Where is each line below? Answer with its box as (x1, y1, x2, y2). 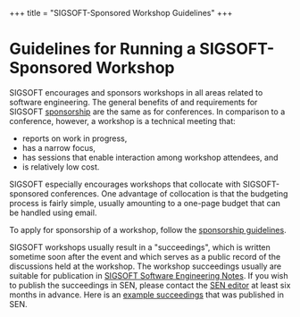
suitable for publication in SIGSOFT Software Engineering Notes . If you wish (9, 270, 288, 280)
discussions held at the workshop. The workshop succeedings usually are (9, 261, 282, 271)
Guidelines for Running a (9, 39, 196, 59)
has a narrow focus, (21, 142, 96, 153)
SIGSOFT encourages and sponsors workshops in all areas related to (9, 87, 263, 97)
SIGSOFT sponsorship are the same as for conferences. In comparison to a (9, 106, 286, 117)
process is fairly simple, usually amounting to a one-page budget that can (9, 197, 281, 208)
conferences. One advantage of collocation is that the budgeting (50, 188, 288, 199)
